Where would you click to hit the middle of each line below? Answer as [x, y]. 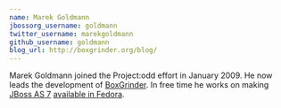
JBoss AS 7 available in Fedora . [67, 95]
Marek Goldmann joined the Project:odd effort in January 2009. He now [141, 75]
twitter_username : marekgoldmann [71, 34]
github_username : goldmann [59, 42]
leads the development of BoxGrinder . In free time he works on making [139, 85]
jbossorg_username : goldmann [63, 26]
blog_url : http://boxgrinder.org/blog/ [83, 50]
